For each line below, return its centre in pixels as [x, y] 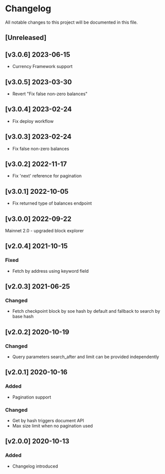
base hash [23, 317]
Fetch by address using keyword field [50, 271]
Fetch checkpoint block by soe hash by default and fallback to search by [86, 311]
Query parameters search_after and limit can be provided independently [86, 357]
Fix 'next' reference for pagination [47, 176]
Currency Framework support [42, 67]
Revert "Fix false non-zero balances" [50, 94]
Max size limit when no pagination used [52, 426]
